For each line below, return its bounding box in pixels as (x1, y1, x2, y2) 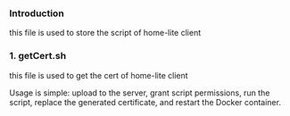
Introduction (9, 7, 64, 20)
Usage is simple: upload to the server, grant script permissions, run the (9, 87, 270, 98)
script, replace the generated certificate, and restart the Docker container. (9, 96, 281, 107)
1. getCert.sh (9, 50, 67, 62)
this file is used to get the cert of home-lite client (9, 70, 189, 80)
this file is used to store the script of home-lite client (9, 28, 202, 38)
